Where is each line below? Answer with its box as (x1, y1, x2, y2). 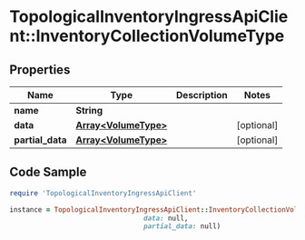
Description (175, 89, 229, 101)
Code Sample (9, 165, 87, 180)
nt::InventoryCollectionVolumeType (9, 25, 285, 46)
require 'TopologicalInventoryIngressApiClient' (9, 188, 197, 197)
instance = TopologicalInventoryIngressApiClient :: (9, 205, 209, 215)
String (75, 105, 103, 116)
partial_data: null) (143, 222, 221, 231)
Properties (9, 62, 71, 77)
